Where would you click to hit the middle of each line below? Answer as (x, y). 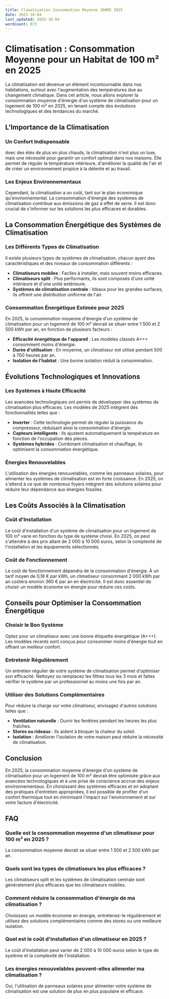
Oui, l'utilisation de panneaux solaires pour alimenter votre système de (78, 986)
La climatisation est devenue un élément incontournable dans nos (73, 84)
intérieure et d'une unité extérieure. (49, 284)
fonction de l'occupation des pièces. (50, 438)
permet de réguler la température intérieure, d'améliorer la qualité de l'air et (84, 163)
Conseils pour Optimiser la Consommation (73, 603)
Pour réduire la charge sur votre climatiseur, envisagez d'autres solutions (81, 706)
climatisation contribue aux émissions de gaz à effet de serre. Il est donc (81, 204)
